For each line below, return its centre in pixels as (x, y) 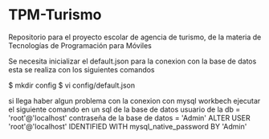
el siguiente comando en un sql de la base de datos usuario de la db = (124, 109)
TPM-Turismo (55, 15)
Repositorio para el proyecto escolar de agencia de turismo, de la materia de (135, 37)
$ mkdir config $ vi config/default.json (71, 85)
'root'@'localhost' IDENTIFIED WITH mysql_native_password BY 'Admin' (128, 126)
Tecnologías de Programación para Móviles (80, 45)
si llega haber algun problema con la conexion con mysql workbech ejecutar (134, 100)
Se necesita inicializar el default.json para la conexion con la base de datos (132, 61)
